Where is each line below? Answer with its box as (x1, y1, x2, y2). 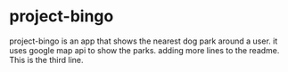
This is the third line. (9, 54, 84, 65)
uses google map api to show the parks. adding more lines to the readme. (9, 44, 280, 55)
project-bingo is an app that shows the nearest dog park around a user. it (9, 36, 278, 46)
